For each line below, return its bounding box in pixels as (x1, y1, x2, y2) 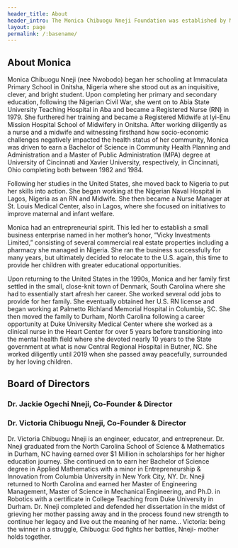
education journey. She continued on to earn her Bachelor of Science (7, 457, 210, 465)
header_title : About (7, 10, 69, 18)
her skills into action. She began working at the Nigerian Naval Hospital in (7, 187, 222, 196)
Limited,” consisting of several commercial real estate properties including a (7, 238, 229, 247)
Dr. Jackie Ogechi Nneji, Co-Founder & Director (7, 399, 173, 409)
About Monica (7, 56, 72, 68)
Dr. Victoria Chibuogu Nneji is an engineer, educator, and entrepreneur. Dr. (7, 434, 225, 443)
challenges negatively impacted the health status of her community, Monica (7, 135, 229, 144)
